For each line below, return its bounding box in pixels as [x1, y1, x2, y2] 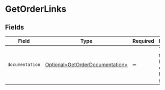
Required [132, 38, 155, 44]
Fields [5, 23, 25, 31]
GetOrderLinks [5, 3, 67, 15]
